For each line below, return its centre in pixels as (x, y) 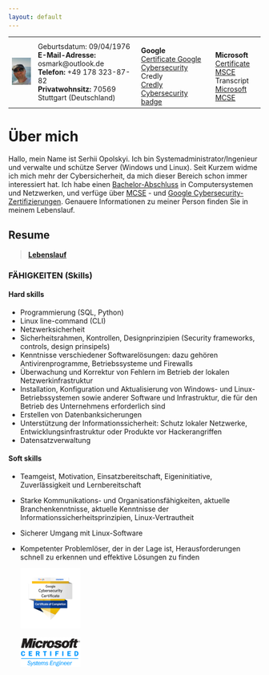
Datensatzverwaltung (55, 440)
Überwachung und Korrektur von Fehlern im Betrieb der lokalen (124, 372)
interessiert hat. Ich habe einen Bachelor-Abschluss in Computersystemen (131, 184)
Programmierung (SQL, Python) (72, 312)
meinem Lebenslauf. (42, 209)
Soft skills (25, 458)
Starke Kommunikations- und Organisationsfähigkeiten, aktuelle (125, 500)
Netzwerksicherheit (52, 329)
